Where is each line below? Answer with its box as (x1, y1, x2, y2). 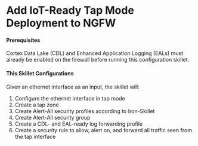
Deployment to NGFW (6, 16, 116, 30)
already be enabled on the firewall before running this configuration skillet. (6, 56, 190, 63)
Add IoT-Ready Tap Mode (6, 4, 134, 17)
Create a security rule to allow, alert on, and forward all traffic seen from (14, 126, 193, 133)
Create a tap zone (14, 101, 59, 108)
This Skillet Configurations (6, 69, 74, 77)
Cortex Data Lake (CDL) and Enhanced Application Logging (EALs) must (6, 50, 184, 57)
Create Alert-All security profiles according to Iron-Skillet (14, 107, 155, 114)
